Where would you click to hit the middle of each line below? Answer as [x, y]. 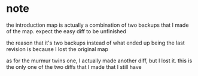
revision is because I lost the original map [57, 49]
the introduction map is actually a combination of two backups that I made [98, 25]
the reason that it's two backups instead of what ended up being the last [95, 43]
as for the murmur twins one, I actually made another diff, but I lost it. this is [99, 61]
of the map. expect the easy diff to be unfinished [66, 31]
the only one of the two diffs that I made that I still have [74, 66]
